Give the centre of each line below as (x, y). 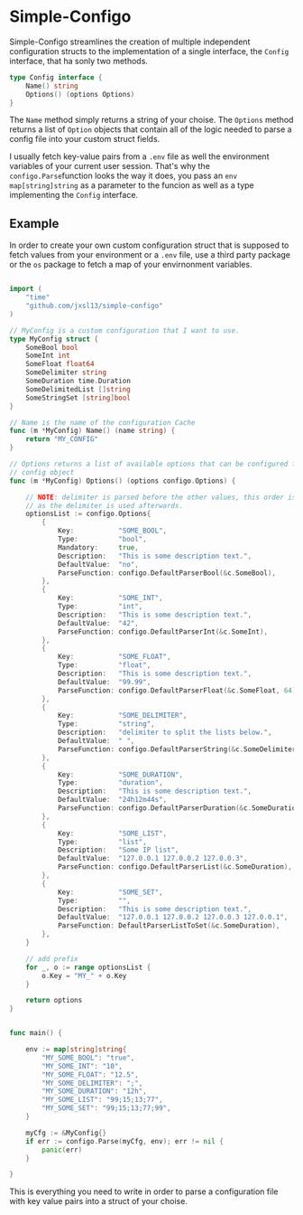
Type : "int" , (100, 607)
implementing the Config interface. (73, 195)
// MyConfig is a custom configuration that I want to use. (125, 330)
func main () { (36, 1033)
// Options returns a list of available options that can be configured (149, 464)
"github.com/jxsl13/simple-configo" (95, 306)
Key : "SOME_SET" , (110, 892)
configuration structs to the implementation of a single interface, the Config (149, 51)
